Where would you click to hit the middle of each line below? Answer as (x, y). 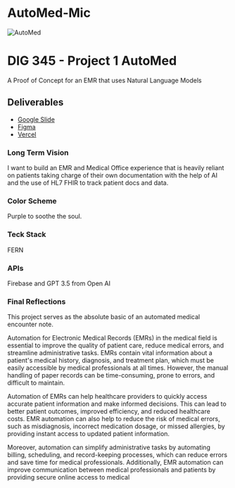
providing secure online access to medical (69, 477)
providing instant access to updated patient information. (89, 434)
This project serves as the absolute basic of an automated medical (104, 317)
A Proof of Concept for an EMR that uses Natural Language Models (104, 80)
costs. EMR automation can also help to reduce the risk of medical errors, (114, 419)
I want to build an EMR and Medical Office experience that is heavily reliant (116, 167)
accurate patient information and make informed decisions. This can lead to (117, 404)
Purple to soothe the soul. (45, 217)
